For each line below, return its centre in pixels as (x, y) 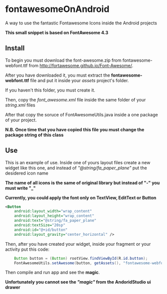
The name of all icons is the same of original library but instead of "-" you (83, 183)
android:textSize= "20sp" (40, 225)
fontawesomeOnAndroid (57, 9)
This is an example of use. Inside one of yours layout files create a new (78, 162)
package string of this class (34, 135)
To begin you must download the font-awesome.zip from (63, 60)
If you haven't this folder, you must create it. (50, 90)
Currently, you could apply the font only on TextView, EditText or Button (81, 197)
